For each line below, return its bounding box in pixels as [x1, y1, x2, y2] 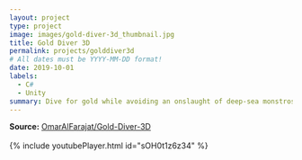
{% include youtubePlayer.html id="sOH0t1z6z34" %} [9, 140, 209, 151]
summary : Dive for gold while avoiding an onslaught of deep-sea [9, 96, 259, 106]
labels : [9, 72, 39, 81]
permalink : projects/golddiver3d [9, 47, 135, 56]
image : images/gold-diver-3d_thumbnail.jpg [9, 30, 175, 39]
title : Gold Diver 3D [9, 38, 91, 48]
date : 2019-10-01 [9, 64, 75, 73]
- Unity [17, 88, 47, 97]
